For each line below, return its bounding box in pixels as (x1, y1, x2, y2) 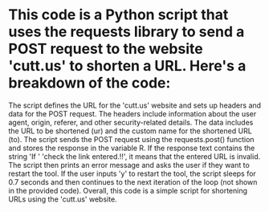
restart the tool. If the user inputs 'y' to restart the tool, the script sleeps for (8, 169, 257, 178)
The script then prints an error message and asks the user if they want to (8, 160, 251, 169)
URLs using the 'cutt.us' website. (8, 194, 118, 204)
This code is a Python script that (8, 6, 229, 24)
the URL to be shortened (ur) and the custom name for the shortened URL (8, 126, 253, 136)
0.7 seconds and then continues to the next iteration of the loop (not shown (8, 177, 258, 186)
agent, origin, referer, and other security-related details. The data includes (8, 117, 254, 127)
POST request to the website (8, 40, 203, 58)
